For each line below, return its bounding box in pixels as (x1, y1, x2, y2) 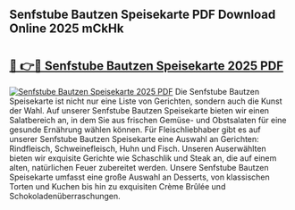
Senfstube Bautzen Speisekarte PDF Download (9, 7, 276, 22)
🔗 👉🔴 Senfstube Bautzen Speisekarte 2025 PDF (9, 58, 284, 73)
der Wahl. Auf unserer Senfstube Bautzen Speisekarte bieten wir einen (9, 105, 270, 115)
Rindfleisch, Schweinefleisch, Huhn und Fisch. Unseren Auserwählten (9, 143, 266, 154)
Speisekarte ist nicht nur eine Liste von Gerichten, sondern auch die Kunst (9, 96, 282, 106)
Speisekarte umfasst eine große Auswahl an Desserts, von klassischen (9, 172, 270, 182)
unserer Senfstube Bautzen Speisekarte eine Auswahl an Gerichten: (9, 134, 259, 144)
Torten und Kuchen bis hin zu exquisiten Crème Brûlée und (9, 181, 226, 191)
